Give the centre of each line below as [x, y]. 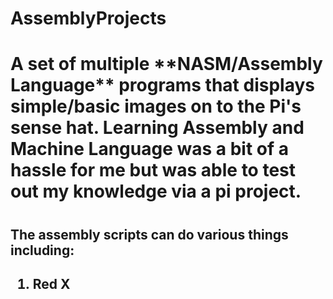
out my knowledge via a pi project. [156, 191]
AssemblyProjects [88, 18]
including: [42, 250]
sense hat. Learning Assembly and [157, 128]
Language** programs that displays [162, 85]
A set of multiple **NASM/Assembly [166, 64]
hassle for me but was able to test [153, 170]
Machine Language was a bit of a [149, 149]
